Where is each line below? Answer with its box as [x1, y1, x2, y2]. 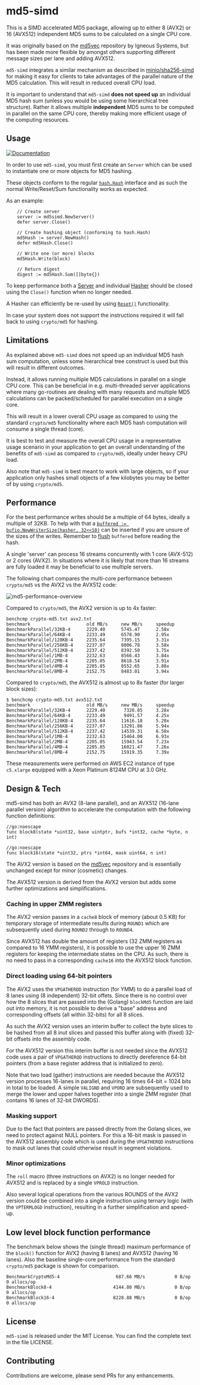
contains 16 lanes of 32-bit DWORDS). [6, 1096, 100, 1103]
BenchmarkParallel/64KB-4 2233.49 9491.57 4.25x [6, 713, 170, 719]
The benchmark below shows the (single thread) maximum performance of [6, 1243, 191, 1250]
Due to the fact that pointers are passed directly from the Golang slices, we [6, 1125, 191, 1133]
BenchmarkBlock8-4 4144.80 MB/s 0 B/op [6, 1284, 191, 1290]
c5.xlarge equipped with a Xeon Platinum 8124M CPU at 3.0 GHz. [6, 766, 168, 773]
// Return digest [17, 266, 60, 272]
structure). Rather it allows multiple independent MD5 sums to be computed [6, 103, 194, 110]
